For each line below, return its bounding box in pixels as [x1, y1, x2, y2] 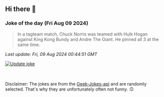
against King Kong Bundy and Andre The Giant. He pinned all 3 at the [17, 36, 159, 42]
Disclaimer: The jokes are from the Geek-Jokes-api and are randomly [5, 81, 147, 87]
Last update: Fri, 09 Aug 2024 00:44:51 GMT [5, 51, 98, 57]
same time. [17, 42, 40, 48]
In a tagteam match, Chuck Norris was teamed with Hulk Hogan [17, 31, 148, 37]
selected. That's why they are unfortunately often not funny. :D [5, 86, 134, 92]
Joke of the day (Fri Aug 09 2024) [5, 20, 88, 27]
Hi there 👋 [5, 5, 36, 13]
